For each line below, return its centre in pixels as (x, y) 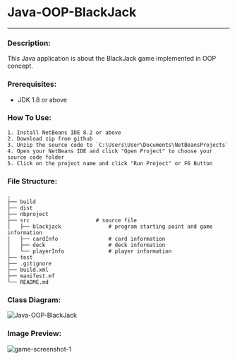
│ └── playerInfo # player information (90, 251)
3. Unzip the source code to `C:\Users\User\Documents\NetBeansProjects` (118, 145)
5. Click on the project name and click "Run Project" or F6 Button (110, 163)
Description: (29, 43)
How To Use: (29, 118)
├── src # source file (72, 221)
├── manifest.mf (31, 276)
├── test (20, 258)
